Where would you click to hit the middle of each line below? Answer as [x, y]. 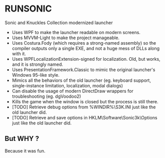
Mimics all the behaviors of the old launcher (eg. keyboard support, [81, 80]
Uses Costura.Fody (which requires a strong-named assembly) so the [84, 43]
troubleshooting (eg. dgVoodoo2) [46, 96]
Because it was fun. [25, 150]
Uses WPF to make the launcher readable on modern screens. [76, 32]
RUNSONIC [28, 9]
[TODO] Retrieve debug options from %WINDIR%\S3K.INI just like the [84, 107]
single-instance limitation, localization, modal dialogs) [67, 85]
